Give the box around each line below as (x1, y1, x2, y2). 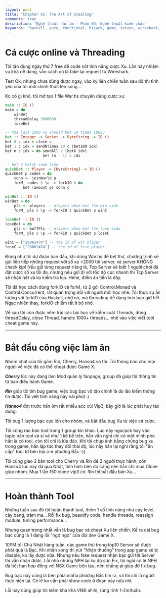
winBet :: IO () (5, 194, 39, 199)
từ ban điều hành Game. (5, 379, 54, 384)
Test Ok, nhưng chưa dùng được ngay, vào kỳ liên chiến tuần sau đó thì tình (5, 78, 159, 84)
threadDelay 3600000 (14, 116, 56, 121)
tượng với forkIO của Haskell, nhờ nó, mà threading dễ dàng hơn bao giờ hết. (5, 294, 161, 300)
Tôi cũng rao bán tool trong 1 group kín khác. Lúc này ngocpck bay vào (5, 427, 150, 434)
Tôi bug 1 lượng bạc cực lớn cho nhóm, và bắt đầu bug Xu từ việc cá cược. (5, 418, 156, 424)
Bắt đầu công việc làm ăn (5, 342, 110, 353)
